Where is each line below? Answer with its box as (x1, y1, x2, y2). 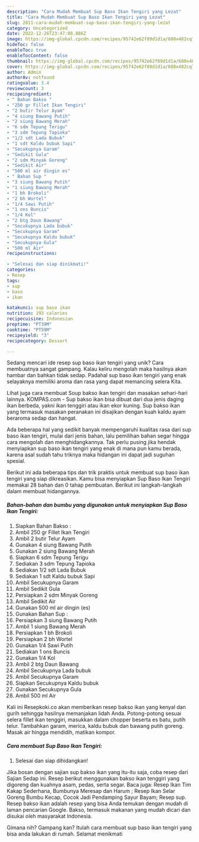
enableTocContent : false (6, 53, 68, 59)
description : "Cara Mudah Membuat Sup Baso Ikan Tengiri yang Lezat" (6, 8, 182, 15)
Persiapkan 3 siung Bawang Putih (15, 617, 97, 624)
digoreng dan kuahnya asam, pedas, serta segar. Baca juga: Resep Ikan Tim (6, 781, 191, 788)
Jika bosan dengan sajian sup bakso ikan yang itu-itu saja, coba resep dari (6, 769, 188, 776)
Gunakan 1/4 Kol (15, 655, 56, 662)
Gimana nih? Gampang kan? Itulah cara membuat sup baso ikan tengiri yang (6, 824, 192, 831)
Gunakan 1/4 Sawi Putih (15, 642, 73, 649)
